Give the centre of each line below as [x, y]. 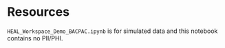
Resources [39, 12]
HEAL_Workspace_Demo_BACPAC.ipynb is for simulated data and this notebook [112, 31]
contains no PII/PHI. [35, 38]
